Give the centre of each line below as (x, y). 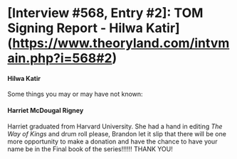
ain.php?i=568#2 (60, 59)
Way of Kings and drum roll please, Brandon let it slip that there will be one (117, 133)
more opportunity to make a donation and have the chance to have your (112, 141)
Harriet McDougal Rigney (46, 110)
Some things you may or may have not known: (75, 94)
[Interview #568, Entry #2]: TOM (105, 13)
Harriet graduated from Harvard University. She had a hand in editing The (115, 126)
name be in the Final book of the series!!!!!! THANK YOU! (90, 149)
